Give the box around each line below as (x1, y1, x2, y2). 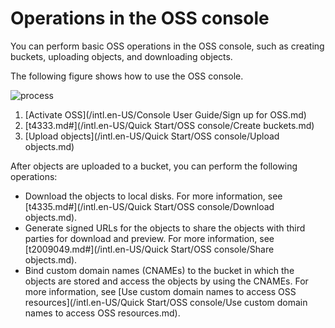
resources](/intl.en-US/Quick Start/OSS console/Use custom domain (24, 296, 308, 308)
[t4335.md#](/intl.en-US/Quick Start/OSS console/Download (24, 200, 275, 212)
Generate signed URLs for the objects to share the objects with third (24, 222, 306, 234)
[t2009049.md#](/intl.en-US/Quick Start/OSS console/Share (24, 243, 275, 255)
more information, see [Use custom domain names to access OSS (24, 285, 297, 297)
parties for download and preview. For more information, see (24, 232, 275, 244)
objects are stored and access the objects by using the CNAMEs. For (24, 275, 309, 287)
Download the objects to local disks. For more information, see (24, 190, 283, 202)
